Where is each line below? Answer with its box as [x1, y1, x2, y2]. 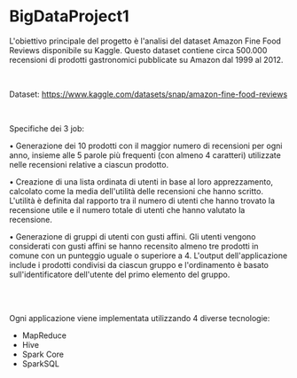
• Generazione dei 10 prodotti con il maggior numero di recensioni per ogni [9, 140, 283, 151]
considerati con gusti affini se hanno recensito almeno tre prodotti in [9, 240, 259, 251]
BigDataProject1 [9, 6, 130, 27]
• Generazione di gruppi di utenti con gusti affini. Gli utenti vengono [9, 231, 256, 241]
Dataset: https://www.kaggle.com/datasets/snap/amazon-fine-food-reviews [9, 89, 288, 99]
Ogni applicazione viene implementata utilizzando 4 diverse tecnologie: [9, 312, 270, 323]
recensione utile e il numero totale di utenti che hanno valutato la [9, 204, 246, 215]
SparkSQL [21, 358, 60, 369]
